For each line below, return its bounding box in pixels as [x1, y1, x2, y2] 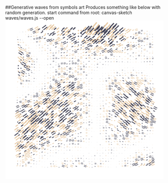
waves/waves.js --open [5, 15, 54, 21]
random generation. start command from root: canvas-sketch [5, 10, 132, 16]
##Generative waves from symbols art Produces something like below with [5, 5, 161, 10]
